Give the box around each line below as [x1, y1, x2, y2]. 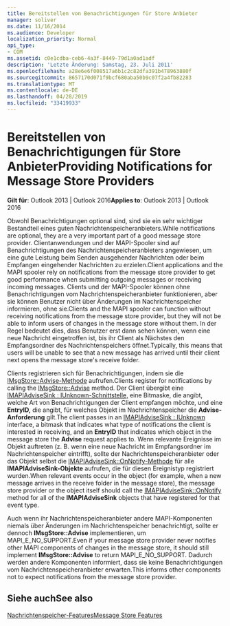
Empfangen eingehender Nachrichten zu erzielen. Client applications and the [7, 260, 223, 269]
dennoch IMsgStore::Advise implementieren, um [7, 528, 146, 537]
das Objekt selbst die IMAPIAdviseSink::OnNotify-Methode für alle [7, 457, 194, 465]
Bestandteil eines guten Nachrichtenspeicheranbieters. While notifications [7, 224, 216, 232]
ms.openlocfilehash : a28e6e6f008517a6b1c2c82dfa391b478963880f [7, 67, 192, 74]
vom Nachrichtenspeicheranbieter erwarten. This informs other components [7, 565, 221, 574]
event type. [7, 501, 39, 509]
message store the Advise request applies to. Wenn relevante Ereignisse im [7, 435, 222, 443]
